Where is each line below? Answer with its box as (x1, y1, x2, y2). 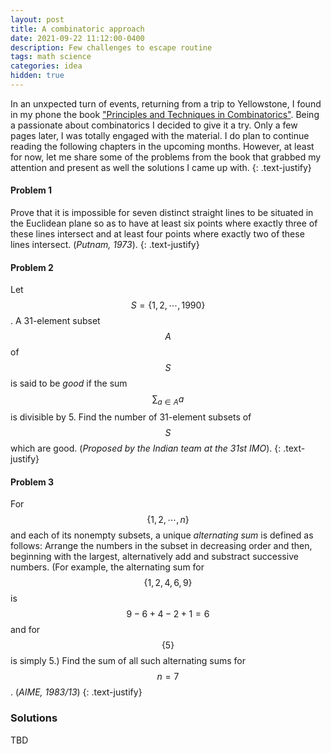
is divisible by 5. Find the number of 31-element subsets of (10, 411, 252, 423)
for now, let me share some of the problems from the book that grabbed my (10, 151, 322, 163)
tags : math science (10, 52, 92, 62)
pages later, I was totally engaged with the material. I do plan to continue (10, 129, 310, 141)
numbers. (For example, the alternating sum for (10, 561, 205, 573)
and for (10, 624, 41, 636)
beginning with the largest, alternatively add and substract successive (10, 551, 299, 563)
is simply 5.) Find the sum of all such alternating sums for (10, 655, 246, 667)
